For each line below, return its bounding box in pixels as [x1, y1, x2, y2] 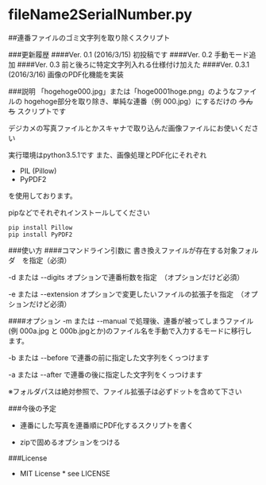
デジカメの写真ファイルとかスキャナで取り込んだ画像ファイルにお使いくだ [8, 123, 252, 133]
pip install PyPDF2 [8, 231, 73, 239]
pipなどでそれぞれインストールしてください [8, 208, 151, 217]
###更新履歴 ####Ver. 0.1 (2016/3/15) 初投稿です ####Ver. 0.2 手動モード [8, 49, 249, 59]
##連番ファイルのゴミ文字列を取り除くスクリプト [8, 33, 171, 42]
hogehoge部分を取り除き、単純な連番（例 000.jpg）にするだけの [23, 96, 237, 106]
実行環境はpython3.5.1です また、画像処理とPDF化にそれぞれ [8, 149, 207, 160]
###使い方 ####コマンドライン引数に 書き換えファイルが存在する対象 [8, 245, 238, 255]
